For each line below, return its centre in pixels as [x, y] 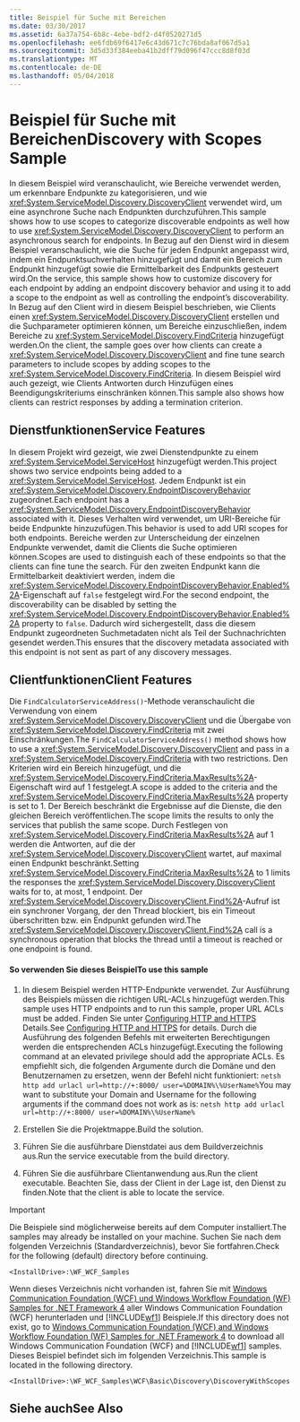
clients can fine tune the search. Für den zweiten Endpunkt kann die [135, 566]
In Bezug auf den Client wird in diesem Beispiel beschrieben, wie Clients [142, 306]
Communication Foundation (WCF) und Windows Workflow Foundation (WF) [150, 1298]
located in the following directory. [71, 1365]
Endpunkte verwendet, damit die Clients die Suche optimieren [123, 547]
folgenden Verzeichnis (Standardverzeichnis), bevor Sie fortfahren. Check [145, 1245]
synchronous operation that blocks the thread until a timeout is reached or [146, 939]
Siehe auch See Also [66, 1408]
